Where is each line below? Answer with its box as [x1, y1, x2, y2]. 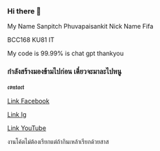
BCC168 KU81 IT [7, 36, 54, 44]
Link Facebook [7, 96, 50, 105]
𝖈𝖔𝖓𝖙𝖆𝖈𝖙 [7, 82, 24, 91]
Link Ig [7, 110, 27, 118]
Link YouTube [7, 124, 47, 132]
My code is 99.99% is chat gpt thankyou [7, 49, 124, 58]
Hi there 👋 [7, 6, 42, 16]
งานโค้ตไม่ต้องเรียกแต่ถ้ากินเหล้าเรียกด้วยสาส [7, 137, 110, 145]
